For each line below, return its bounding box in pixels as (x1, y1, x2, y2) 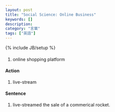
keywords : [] (5, 17, 33, 22)
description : (5, 21, 33, 27)
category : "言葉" (5, 26, 41, 31)
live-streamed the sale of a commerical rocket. (12, 102, 110, 107)
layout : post (5, 7, 33, 13)
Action (5, 68, 20, 74)
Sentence (5, 90, 26, 96)
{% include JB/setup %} (5, 45, 56, 50)
